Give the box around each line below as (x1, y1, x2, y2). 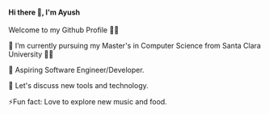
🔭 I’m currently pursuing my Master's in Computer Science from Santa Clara (8, 41, 261, 51)
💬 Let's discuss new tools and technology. (8, 81, 149, 91)
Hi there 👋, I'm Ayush (8, 7, 81, 17)
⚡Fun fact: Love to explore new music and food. (8, 97, 167, 107)
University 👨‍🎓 (8, 49, 54, 59)
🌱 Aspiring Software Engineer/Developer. (8, 65, 145, 75)
